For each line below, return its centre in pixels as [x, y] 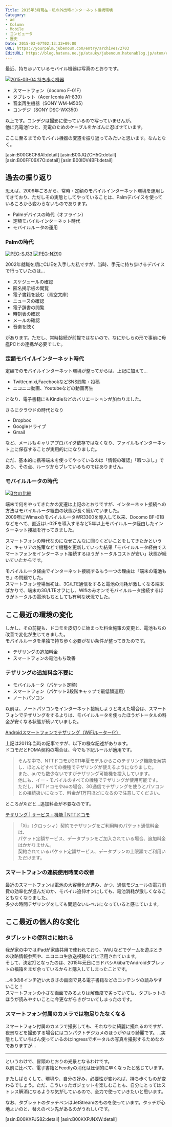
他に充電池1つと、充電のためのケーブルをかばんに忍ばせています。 [75, 127]
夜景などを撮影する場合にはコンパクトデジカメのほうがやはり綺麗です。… [83, 1032]
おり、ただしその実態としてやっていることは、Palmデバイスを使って [91, 197]
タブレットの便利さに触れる [39, 938]
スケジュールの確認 [33, 281]
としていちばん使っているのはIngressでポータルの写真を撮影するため [82, 1039]
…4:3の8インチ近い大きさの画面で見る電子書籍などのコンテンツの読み [79, 980]
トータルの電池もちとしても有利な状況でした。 [63, 597]
